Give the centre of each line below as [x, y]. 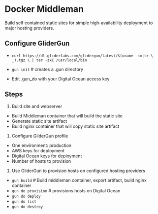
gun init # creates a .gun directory [47, 69]
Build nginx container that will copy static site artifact [65, 126]
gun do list [24, 201]
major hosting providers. [30, 28]
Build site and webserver [37, 106]
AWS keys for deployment [38, 150]
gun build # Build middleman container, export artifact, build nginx [79, 180]
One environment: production [42, 145]
